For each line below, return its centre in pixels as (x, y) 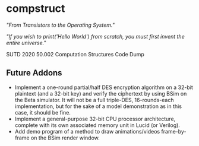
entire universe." (26, 43)
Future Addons (34, 73)
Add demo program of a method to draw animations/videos (87, 131)
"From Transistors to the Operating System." (60, 25)
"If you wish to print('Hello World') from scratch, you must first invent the (96, 36)
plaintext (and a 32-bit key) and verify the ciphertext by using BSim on (101, 93)
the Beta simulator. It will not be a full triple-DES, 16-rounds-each (94, 100)
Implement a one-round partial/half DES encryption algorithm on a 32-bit (104, 87)
